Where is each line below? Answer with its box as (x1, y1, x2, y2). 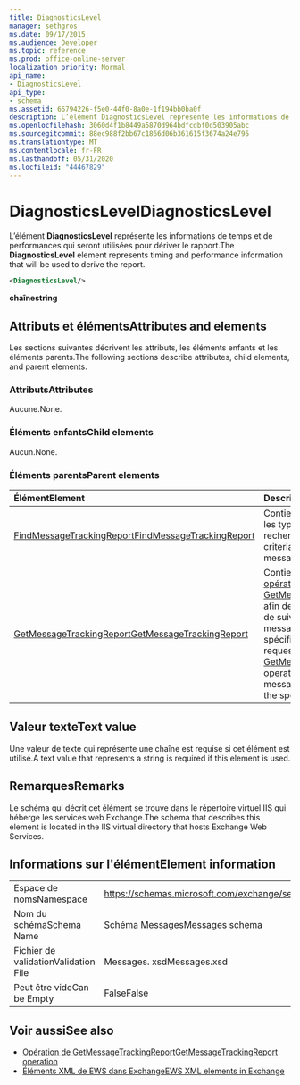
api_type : (9, 88, 46, 97)
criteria (262, 540, 294, 552)
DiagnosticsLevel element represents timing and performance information (9, 249, 284, 260)
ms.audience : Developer (9, 38, 98, 47)
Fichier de (13, 945, 56, 957)
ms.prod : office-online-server (9, 55, 126, 63)
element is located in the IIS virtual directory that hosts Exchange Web (9, 821, 268, 832)
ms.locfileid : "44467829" (9, 163, 105, 172)
